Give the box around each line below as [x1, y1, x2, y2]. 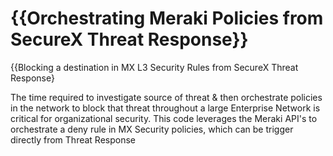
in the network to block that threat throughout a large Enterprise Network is [10, 102, 321, 114]
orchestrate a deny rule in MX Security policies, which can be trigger [10, 123, 294, 135]
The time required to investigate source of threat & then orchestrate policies [10, 91, 323, 103]
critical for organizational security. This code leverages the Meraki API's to [10, 112, 318, 124]
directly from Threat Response [10, 133, 136, 146]
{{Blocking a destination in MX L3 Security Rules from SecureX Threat [10, 61, 299, 73]
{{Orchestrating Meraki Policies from [10, 7, 324, 30]
